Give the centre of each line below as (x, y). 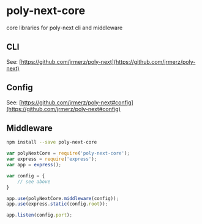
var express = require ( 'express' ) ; (52, 159)
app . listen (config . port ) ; (39, 215)
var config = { (26, 176)
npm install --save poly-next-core (52, 142)
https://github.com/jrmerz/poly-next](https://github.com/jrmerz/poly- (108, 61)
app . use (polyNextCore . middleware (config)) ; (63, 198)
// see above (34, 182)
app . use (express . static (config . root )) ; (57, 204)
